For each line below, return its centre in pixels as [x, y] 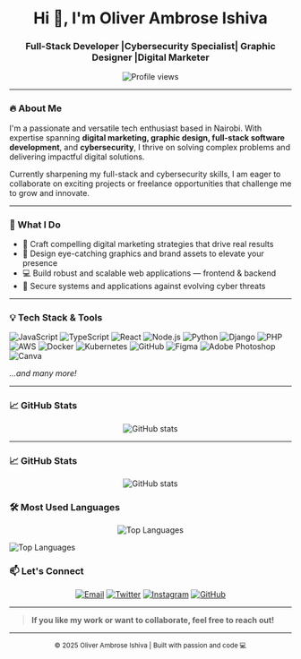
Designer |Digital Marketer [150, 57]
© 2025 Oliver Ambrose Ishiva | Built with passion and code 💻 [150, 645]
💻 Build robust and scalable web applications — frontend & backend [149, 273]
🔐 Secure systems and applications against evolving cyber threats [144, 287]
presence [40, 263]
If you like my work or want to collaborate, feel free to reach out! [153, 620]
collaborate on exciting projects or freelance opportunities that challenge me [150, 184]
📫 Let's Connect [47, 571]
